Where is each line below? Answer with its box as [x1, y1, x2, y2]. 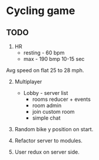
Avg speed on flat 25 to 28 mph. [6, 67, 84, 74]
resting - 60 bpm [23, 49, 65, 56]
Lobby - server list [23, 90, 68, 96]
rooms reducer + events [32, 96, 91, 103]
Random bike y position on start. [14, 126, 94, 132]
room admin [32, 102, 62, 109]
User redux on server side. [14, 148, 80, 155]
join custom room [32, 108, 75, 115]
